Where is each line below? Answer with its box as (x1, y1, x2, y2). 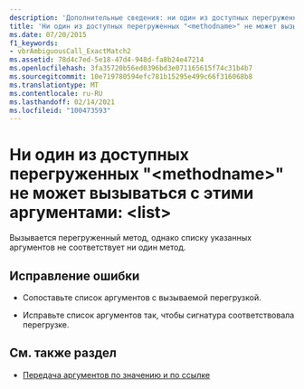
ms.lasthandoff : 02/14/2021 (9, 97, 116, 107)
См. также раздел (9, 346, 118, 361)
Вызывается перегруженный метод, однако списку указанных (9, 232, 252, 243)
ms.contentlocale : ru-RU (9, 89, 103, 98)
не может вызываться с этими (9, 183, 254, 204)
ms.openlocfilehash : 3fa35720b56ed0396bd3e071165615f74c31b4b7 (9, 64, 253, 73)
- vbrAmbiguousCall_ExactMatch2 (9, 47, 131, 56)
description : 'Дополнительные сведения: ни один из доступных (9, 13, 249, 23)
